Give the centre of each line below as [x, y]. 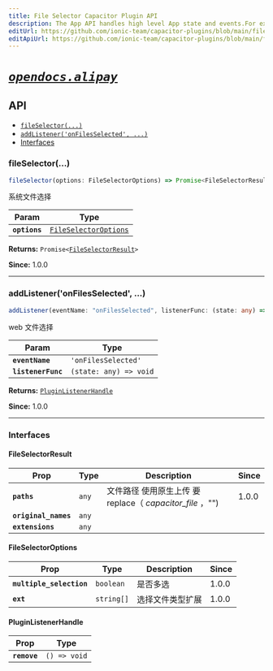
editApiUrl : [28, 39]
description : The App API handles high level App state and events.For [132, 24]
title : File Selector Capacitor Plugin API [83, 16]
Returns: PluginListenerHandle [61, 390]
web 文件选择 [31, 327]
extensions [33, 526]
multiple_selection [50, 583]
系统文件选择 [30, 197]
